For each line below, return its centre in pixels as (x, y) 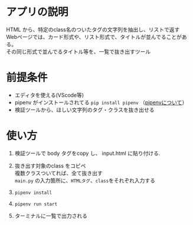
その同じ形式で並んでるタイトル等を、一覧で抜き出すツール (78, 51)
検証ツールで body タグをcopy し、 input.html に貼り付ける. (87, 153)
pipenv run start (36, 204)
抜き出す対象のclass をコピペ (50, 166)
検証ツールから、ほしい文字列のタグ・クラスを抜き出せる (84, 110)
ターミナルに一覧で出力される (51, 216)
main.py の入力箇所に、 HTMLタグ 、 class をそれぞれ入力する (85, 180)
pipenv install (33, 193)
